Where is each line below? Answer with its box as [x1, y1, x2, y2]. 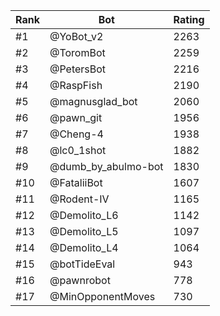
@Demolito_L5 [49, 225, 119, 238]
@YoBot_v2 [49, 30, 104, 43]
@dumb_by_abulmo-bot [49, 160, 164, 173]
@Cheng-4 [49, 127, 104, 141]
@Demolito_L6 [49, 209, 119, 222]
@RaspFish [49, 79, 103, 92]
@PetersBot [49, 62, 107, 76]
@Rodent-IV [49, 192, 110, 206]
